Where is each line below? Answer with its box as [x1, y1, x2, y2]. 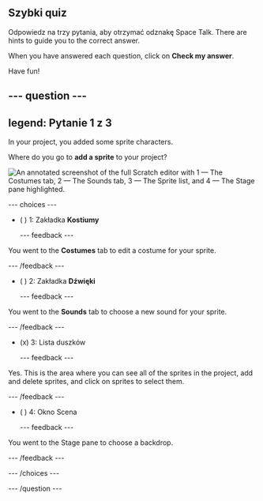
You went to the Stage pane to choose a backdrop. [8, 438, 174, 447]
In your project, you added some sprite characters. [8, 137, 174, 147]
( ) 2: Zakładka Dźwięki [19, 277, 96, 286]
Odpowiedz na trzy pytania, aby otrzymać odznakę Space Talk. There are [8, 27, 247, 36]
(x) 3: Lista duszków [19, 337, 86, 347]
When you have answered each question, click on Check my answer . [8, 51, 235, 60]
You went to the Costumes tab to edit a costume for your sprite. [8, 246, 216, 255]
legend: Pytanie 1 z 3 [8, 116, 112, 130]
